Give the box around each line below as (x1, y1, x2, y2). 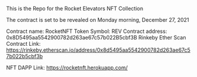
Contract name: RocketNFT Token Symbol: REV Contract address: (6, 28, 167, 35)
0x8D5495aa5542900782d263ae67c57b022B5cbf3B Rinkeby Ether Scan (6, 34, 186, 41)
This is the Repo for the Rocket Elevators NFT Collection (6, 5, 144, 12)
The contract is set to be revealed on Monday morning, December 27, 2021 (6, 16, 189, 23)
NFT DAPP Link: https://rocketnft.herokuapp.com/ (6, 64, 128, 71)
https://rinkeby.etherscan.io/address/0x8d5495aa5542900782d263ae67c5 (6, 46, 191, 53)
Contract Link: (6, 41, 41, 47)
